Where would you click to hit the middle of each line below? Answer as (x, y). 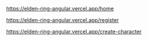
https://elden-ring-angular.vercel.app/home (60, 9)
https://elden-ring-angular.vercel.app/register (63, 20)
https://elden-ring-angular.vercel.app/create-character (74, 31)
